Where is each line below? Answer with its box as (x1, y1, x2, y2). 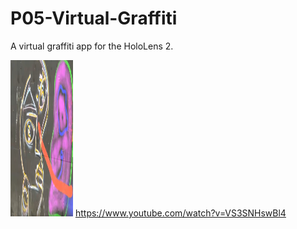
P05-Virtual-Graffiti (10, 7, 178, 30)
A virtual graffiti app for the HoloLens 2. (10, 40, 174, 52)
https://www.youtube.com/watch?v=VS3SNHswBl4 (74, 207, 287, 219)
